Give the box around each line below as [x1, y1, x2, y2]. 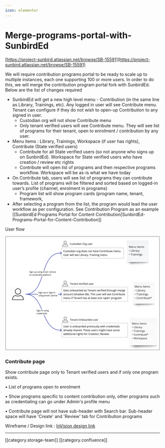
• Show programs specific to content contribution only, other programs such [5, 393, 160, 399]
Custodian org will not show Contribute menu [19, 117, 111, 123]
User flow [5, 226, 25, 232]
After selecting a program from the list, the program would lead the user [12, 201, 158, 207]
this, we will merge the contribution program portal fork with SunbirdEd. [5, 82, 150, 88]
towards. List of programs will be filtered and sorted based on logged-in [12, 180, 158, 186]
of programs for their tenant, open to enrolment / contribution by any [19, 128, 159, 134]
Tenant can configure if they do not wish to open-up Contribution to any [12, 107, 158, 113]
